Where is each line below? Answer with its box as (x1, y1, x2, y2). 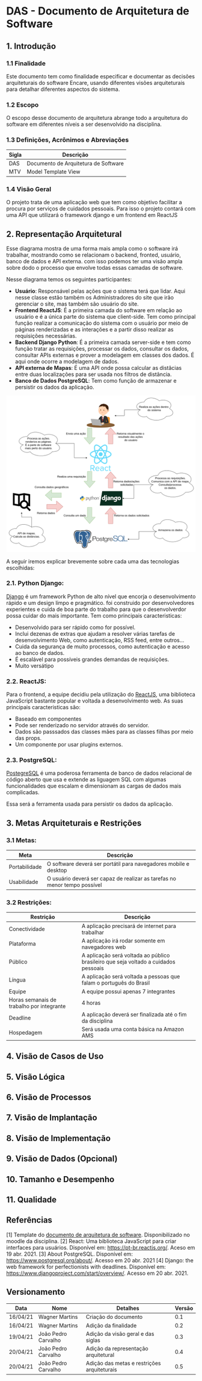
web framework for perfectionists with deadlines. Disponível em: (6, 1263, 167, 1270)
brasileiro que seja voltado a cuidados (81, 958, 176, 965)
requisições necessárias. (14, 333, 77, 340)
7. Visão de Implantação (6, 1113, 97, 1123)
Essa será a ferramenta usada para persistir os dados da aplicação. (6, 800, 173, 808)
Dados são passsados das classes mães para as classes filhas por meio (14, 728, 194, 736)
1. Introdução (6, 41, 56, 51)
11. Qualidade (6, 1195, 57, 1204)
